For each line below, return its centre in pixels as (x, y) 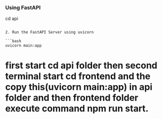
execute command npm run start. (77, 109)
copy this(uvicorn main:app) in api (79, 87)
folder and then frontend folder (72, 98)
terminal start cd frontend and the (78, 76)
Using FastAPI (23, 8)
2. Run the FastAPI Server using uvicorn (50, 32)
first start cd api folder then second (82, 66)
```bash (13, 41)
